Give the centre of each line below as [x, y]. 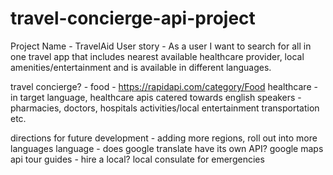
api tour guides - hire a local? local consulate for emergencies [137, 159]
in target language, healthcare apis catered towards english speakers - [156, 97]
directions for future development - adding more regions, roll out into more [164, 138]
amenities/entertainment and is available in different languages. [141, 67]
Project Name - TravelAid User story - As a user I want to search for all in [161, 46]
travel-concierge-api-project [133, 18]
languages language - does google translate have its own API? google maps [167, 148]
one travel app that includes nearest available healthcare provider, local [157, 56]
